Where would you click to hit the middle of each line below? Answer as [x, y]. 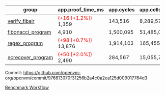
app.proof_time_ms [81, 10]
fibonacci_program [29, 32]
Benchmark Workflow [27, 87]
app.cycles [122, 10]
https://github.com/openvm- [52, 73]
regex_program [25, 43]
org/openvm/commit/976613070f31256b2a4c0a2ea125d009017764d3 [76, 78]
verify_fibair [21, 21]
